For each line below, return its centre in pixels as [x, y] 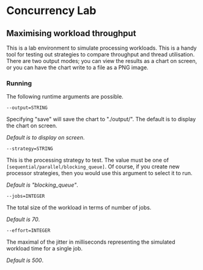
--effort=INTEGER [28, 231]
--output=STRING [27, 108]
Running [19, 83]
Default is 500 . [25, 260]
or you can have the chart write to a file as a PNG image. [77, 67]
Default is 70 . [23, 219]
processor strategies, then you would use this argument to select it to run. [99, 173]
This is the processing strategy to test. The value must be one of [88, 160]
